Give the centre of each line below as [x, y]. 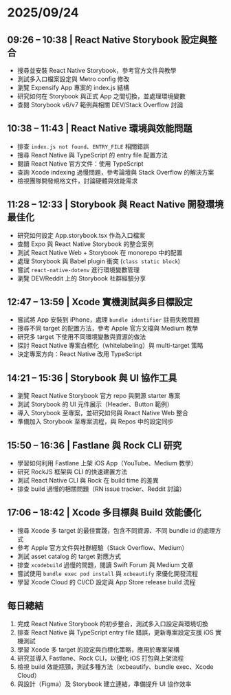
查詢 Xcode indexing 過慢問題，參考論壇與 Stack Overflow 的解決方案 [115, 172]
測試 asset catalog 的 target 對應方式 [69, 556]
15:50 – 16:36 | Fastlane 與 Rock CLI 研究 [95, 445]
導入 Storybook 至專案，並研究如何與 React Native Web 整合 [103, 413]
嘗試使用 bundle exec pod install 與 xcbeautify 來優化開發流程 [107, 573]
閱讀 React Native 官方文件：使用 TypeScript [80, 164]
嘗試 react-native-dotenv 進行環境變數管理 [78, 269]
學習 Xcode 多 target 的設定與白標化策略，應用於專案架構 [98, 649]
